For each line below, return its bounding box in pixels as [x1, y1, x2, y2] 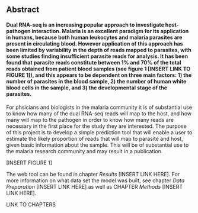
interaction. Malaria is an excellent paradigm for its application [31, 27, 189, 34]
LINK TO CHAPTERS [6, 201, 56, 208]
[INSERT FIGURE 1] [6, 159, 52, 166]
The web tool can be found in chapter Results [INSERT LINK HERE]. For [6, 170, 180, 177]
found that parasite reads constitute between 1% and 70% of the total [6, 59, 181, 66]
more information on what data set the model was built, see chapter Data [6, 177, 185, 184]
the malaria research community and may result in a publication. [6, 147, 163, 154]
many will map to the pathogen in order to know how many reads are [6, 116, 174, 123]
